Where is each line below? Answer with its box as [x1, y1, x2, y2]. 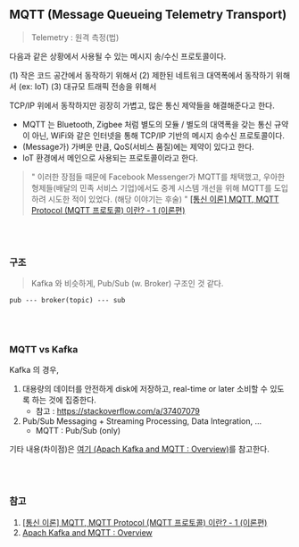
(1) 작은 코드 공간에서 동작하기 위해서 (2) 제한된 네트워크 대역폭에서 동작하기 [9, 70, 274, 80]
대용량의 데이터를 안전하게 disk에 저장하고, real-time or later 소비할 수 [21, 384, 269, 394]
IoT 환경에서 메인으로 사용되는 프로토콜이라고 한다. [21, 152, 199, 163]
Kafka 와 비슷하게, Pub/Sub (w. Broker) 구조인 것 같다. [30, 278, 224, 289]
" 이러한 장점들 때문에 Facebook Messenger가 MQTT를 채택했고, [30, 171, 262, 182]
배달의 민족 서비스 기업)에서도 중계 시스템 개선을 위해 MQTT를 [55, 182, 272, 193]
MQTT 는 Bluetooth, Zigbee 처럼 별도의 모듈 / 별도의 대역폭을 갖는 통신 [21, 119, 272, 129]
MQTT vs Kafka [9, 344, 79, 356]
